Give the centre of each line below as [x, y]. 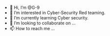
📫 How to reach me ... [32, 28]
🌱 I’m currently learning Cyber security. [49, 18]
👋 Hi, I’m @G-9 [25, 8]
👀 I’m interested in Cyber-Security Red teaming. [57, 13]
